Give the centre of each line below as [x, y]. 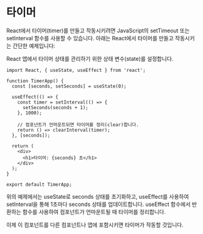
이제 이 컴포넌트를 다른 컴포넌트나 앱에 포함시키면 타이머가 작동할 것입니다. [95, 225]
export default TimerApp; [39, 184]
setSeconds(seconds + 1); [55, 107]
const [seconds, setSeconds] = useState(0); [69, 86]
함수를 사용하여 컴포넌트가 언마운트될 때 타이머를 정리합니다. [94, 211]
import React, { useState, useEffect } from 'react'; [76, 70]
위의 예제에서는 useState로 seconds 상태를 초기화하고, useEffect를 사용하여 [98, 196]
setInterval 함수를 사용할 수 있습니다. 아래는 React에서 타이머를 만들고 [90, 38]
